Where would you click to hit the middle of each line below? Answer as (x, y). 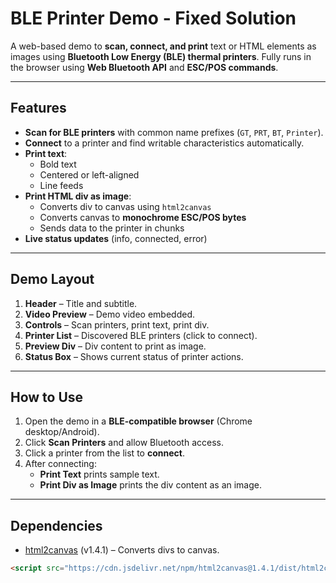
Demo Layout (52, 279)
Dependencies (56, 525)
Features (38, 108)
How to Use (47, 397)
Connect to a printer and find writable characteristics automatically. (164, 143)
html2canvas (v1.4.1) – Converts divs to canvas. (122, 550)
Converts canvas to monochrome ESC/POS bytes (143, 217)
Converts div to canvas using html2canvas (125, 206)
